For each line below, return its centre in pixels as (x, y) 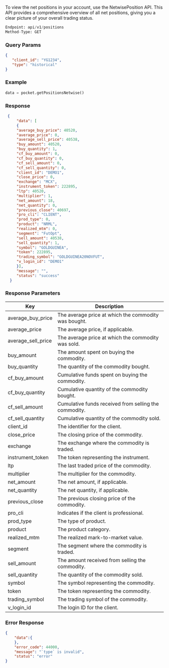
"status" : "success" (38, 275)
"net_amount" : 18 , (36, 201)
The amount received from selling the (101, 560)
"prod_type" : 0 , (33, 219)
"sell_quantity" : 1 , (38, 243)
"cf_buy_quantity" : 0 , (40, 158)
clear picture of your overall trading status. (50, 18)
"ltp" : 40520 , (31, 191)
